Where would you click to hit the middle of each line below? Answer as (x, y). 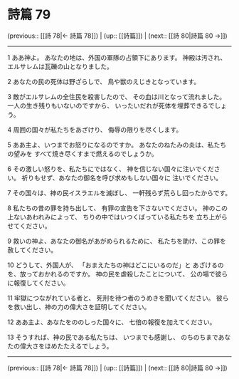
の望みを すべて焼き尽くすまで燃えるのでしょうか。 (83, 153)
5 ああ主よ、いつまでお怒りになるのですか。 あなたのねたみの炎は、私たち (117, 145)
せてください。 (29, 226)
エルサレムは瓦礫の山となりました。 (60, 66)
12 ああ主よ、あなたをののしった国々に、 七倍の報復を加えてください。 (112, 322)
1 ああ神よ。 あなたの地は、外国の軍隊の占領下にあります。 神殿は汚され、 (117, 57)
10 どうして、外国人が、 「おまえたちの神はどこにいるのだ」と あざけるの (116, 265)
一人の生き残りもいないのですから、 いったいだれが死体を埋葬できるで (111, 105)
